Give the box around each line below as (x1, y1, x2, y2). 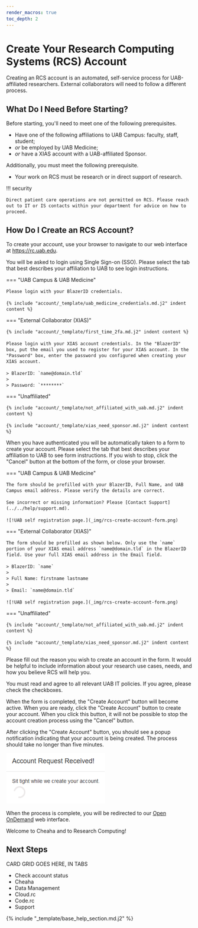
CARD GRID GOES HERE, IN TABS (6, 860, 88, 867)
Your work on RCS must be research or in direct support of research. (14, 173, 183, 180)
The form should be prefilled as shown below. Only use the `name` (6, 540, 176, 546)
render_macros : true (6, 9, 57, 15)
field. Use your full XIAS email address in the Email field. (6, 552, 163, 558)
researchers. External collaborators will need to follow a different (28, 81, 186, 88)
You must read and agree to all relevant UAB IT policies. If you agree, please (6, 680, 191, 688)
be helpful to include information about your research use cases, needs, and (6, 662, 192, 670)
